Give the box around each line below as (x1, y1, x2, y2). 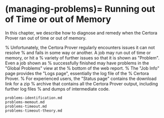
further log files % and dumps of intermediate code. (5, 86, 110, 92)
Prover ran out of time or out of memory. (5, 35, 87, 41)
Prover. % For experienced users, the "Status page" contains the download (5, 76, 157, 81)
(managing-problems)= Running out (5, 3, 155, 15)
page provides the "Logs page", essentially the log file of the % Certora (5, 70, 149, 76)
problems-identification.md (5, 95, 63, 100)
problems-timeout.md (5, 104, 47, 109)
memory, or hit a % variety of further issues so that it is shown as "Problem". (5, 55, 160, 60)
